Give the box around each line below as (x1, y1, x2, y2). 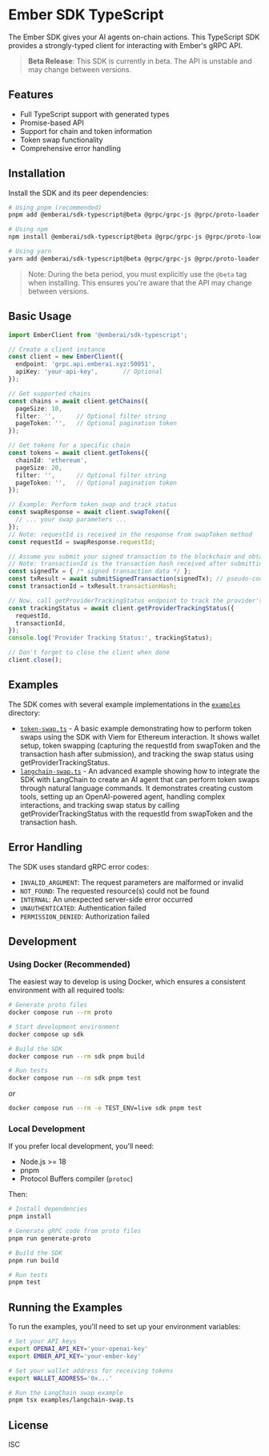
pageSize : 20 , (15, 464, 62, 472)
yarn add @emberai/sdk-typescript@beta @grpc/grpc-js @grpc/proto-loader (8, 254, 260, 262)
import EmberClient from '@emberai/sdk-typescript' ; (8, 331, 188, 339)
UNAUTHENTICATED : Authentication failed (19, 902, 147, 912)
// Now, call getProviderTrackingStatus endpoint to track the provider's (8, 596, 263, 605)
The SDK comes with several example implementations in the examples (8, 700, 241, 709)
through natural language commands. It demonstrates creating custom (19, 783, 254, 793)
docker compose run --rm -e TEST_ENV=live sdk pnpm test (8, 1105, 203, 1113)
